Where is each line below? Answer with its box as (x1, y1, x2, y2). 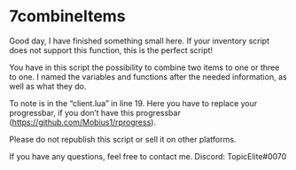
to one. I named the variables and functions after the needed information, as (9, 71, 287, 81)
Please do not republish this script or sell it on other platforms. (9, 134, 237, 144)
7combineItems (9, 6, 126, 27)
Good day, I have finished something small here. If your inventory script (9, 35, 270, 46)
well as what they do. (9, 81, 87, 91)
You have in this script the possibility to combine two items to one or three (9, 62, 280, 73)
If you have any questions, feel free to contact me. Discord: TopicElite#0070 (9, 151, 287, 161)
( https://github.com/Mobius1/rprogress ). (9, 117, 157, 127)
